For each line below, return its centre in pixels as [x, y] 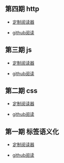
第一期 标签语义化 [32, 131]
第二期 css [21, 91]
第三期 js [19, 50]
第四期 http [22, 9]
